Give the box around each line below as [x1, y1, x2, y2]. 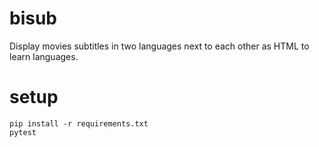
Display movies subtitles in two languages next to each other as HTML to [9, 40, 310, 52]
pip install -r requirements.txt [9, 118, 149, 129]
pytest [9, 127, 37, 137]
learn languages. [9, 50, 79, 62]
